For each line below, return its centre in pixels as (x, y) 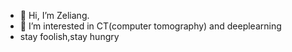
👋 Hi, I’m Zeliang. (54, 15)
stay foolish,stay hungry (69, 36)
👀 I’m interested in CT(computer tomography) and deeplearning (150, 26)
